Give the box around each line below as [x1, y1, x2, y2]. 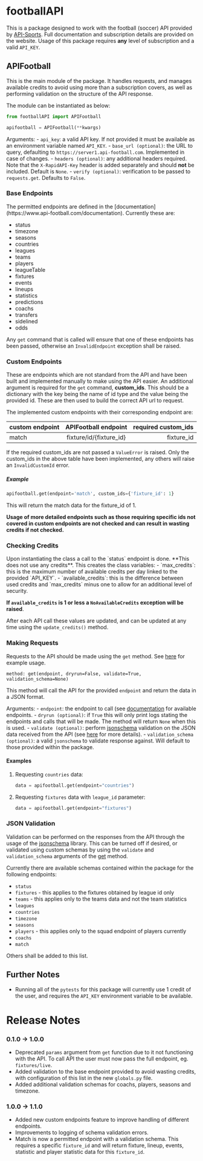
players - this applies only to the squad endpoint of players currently [14, 927, 187, 934]
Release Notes [6, 1013, 80, 1027]
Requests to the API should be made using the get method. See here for [6, 652, 185, 660]
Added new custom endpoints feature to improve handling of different [14, 1116, 189, 1123]
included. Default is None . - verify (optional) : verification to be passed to [6, 168, 191, 175]
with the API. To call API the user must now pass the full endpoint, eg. [14, 1055, 188, 1062]
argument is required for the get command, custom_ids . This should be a [6, 384, 189, 391]
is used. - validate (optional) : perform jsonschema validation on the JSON [6, 724, 196, 731]
